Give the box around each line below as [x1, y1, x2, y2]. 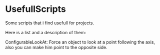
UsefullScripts [5, 3, 66, 15]
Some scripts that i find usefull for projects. [5, 20, 94, 26]
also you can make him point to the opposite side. [5, 44, 107, 50]
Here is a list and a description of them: [5, 29, 86, 35]
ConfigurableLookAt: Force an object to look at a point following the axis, [5, 39, 155, 45]
